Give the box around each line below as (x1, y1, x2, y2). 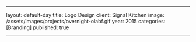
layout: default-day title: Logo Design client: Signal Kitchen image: (6, 12, 164, 18)
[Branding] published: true (6, 24, 69, 31)
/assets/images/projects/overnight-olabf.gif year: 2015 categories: (6, 18, 166, 24)
